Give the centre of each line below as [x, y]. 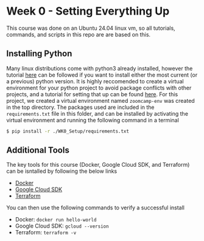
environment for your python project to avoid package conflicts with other [99, 88]
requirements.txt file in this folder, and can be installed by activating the [97, 113]
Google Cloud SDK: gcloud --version [62, 226]
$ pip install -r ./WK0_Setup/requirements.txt [68, 131]
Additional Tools [38, 150]
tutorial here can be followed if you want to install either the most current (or [102, 75]
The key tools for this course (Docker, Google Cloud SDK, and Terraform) [98, 165]
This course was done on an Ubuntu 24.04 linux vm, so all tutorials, [91, 28]
